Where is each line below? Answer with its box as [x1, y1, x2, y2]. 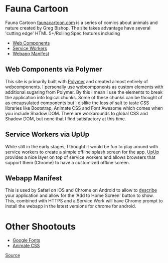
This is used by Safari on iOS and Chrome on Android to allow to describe [5, 187, 157, 193]
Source [5, 252, 20, 258]
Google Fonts [12, 237, 41, 243]
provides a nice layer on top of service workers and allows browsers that [5, 154, 155, 160]
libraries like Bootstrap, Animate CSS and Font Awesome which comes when [5, 105, 163, 111]
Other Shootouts [5, 221, 76, 232]
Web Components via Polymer [5, 65, 102, 74]
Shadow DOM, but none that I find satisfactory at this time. [5, 116, 126, 122]
